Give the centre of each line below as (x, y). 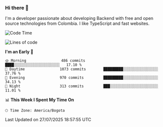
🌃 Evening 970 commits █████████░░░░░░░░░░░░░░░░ (82, 78)
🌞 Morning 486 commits (45, 61)
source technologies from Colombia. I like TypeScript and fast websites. (77, 23)
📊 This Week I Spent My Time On (40, 100)
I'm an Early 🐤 (19, 52)
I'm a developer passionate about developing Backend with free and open (79, 18)
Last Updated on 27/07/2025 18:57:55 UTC (48, 120)
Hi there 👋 (17, 8)
